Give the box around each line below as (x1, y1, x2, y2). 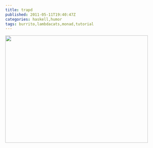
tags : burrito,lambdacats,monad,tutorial (5, 21, 94, 27)
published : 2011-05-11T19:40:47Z (5, 12, 76, 17)
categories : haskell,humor (5, 17, 62, 22)
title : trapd (5, 7, 33, 13)
